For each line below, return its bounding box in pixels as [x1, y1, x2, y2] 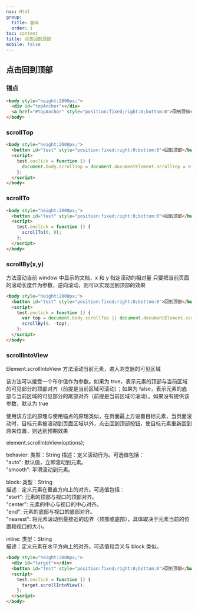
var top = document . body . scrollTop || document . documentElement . [21, 315, 186, 321]
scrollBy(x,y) [6, 260, 44, 268]
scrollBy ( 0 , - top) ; [21, 321, 70, 327]
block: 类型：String [6, 479, 53, 486]
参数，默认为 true [6, 400, 49, 407]
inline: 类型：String [6, 536, 52, 543]
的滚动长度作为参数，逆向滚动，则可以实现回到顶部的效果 [6, 281, 146, 288]
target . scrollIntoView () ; [21, 582, 85, 588]
